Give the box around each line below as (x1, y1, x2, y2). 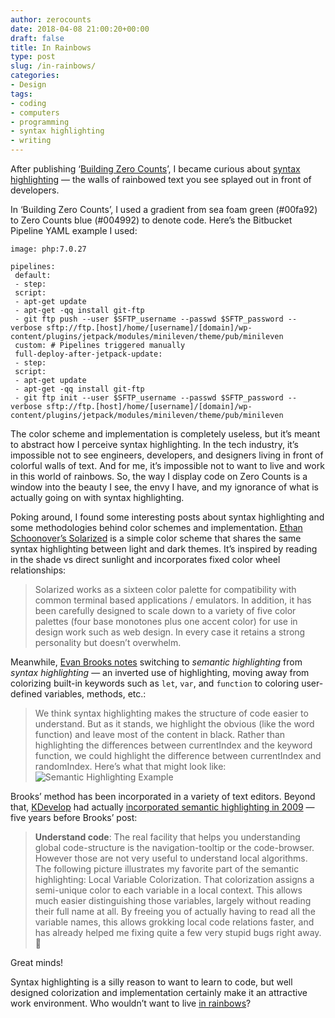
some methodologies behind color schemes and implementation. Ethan (10, 522, 303, 533)
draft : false (10, 33, 65, 43)
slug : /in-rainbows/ (10, 61, 97, 71)
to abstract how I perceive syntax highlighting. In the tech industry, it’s (10, 439, 299, 450)
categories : (10, 71, 60, 81)
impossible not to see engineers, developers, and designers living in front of (10, 449, 324, 461)
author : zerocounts (10, 14, 92, 25)
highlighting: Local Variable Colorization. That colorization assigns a (34, 874, 315, 885)
